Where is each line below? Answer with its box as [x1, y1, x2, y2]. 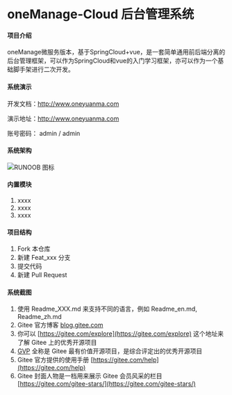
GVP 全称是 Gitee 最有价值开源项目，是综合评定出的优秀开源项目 [17, 347, 203, 355]
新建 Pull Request [17, 271, 67, 279]
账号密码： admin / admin [7, 129, 81, 137]
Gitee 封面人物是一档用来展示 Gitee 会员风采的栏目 [17, 372, 163, 380]
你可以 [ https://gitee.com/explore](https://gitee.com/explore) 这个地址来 [17, 330, 224, 338]
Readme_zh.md [17, 313, 63, 321]
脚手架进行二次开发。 [13, 65, 74, 74]
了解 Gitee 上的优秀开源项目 [17, 339, 97, 347]
